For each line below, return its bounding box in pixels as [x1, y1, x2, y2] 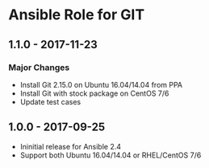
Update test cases [19, 96, 82, 106]
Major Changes [8, 62, 70, 73]
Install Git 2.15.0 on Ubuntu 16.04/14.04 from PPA [19, 80, 183, 89]
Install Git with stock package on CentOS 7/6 [19, 88, 169, 98]
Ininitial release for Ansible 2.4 [19, 141, 122, 151]
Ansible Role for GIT [8, 6, 145, 24]
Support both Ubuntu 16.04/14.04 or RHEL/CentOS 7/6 [19, 150, 202, 160]
